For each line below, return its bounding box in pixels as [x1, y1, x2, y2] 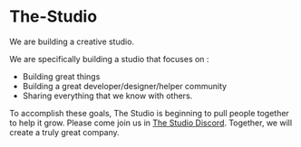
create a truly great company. [9, 126, 120, 137]
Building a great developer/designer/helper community [22, 80, 228, 91]
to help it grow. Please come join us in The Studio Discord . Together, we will [9, 117, 293, 128]
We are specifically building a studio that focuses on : [9, 53, 209, 64]
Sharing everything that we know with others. [22, 90, 193, 101]
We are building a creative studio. [9, 36, 134, 47]
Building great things [22, 70, 101, 82]
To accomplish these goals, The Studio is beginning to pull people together [9, 107, 290, 118]
